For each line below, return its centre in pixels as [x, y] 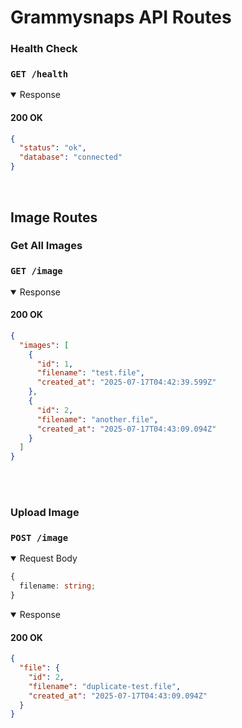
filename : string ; [58, 586]
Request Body [48, 558]
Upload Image [45, 513]
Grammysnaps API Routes [121, 17]
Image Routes [54, 217]
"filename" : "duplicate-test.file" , [105, 686]
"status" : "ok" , [53, 148]
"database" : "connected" [71, 157]
